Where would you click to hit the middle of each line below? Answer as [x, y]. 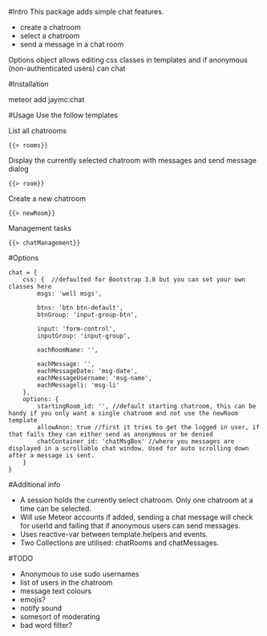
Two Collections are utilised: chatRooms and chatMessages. [119, 543]
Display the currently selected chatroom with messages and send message [132, 160]
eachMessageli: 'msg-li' [79, 385]
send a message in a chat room [72, 44]
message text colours [56, 591]
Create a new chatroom [47, 199]
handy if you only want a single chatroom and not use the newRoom [123, 413]
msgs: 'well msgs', [70, 293]
